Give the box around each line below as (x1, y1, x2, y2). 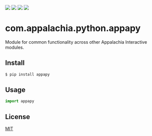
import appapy (5, 99, 35, 104)
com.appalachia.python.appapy (5, 23, 141, 34)
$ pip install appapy (5, 72, 50, 77)
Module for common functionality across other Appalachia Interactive (5, 39, 148, 45)
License (5, 112, 30, 121)
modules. (5, 44, 24, 50)
